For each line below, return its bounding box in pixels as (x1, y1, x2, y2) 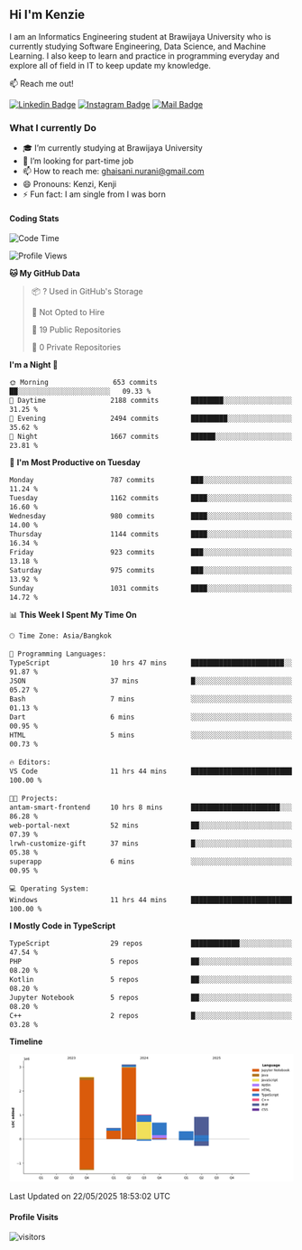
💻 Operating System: (9, 884, 90, 893)
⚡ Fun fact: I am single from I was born (22, 189, 167, 200)
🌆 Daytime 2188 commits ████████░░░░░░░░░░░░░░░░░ (9, 396, 293, 406)
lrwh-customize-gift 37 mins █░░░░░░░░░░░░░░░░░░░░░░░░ (9, 839, 293, 848)
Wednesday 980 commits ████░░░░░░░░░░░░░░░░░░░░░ (9, 512, 293, 521)
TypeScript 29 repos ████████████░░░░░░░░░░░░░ (9, 939, 293, 948)
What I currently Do (9, 121, 96, 134)
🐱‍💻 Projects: (9, 794, 59, 803)
